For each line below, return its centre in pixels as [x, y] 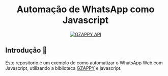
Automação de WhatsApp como [86, 9]
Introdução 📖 [26, 50]
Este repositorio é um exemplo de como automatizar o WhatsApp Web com [84, 63]
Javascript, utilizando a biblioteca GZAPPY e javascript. [63, 68]
